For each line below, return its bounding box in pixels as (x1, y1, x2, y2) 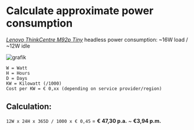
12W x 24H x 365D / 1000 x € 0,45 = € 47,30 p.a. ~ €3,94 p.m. (6, 117, 162, 124)
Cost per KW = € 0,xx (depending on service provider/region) (6, 85, 162, 92)
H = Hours (6, 70, 31, 76)
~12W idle (6, 42, 31, 49)
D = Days (6, 75, 28, 81)
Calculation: (6, 102, 52, 112)
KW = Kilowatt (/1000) (6, 81, 62, 86)
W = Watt (6, 65, 28, 71)
